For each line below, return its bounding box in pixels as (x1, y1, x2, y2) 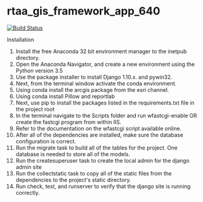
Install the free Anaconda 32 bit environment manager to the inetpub (15, 47, 187, 55)
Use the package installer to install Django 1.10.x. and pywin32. (15, 73, 173, 80)
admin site (15, 163, 42, 171)
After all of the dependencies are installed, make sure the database (15, 131, 184, 138)
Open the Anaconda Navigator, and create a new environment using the (15, 60, 195, 68)
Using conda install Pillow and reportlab (15, 93, 115, 100)
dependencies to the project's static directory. (15, 176, 131, 183)
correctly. (15, 189, 40, 196)
